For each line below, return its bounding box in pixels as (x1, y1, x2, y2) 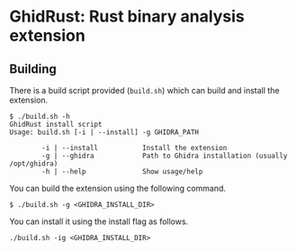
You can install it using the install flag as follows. (9, 216, 189, 227)
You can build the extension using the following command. (9, 183, 227, 193)
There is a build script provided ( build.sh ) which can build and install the (9, 85, 280, 95)
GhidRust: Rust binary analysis (9, 6, 245, 27)
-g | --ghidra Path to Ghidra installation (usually (41, 151, 288, 160)
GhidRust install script (9, 120, 103, 129)
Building (9, 61, 57, 76)
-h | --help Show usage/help (41, 167, 203, 176)
